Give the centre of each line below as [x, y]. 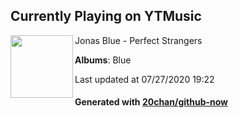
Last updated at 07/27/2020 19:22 [144, 79]
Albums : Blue [103, 60]
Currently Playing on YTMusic [106, 16]
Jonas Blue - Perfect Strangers [138, 40]
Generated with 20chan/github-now [151, 102]
